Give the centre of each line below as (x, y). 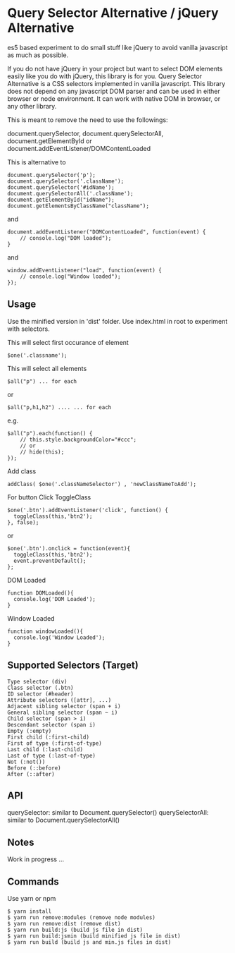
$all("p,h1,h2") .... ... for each (59, 407)
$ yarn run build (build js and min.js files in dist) (89, 942)
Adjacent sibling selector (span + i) (64, 706)
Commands (33, 881)
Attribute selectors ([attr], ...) (59, 700)
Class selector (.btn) (40, 688)
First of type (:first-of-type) (55, 743)
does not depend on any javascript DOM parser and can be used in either (114, 91)
